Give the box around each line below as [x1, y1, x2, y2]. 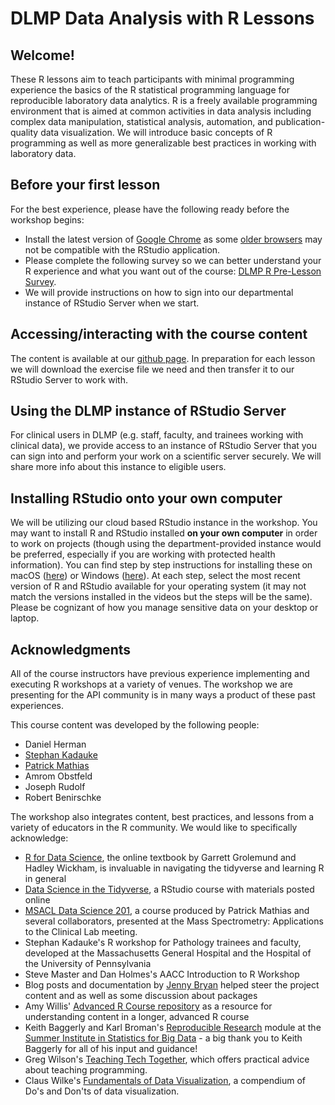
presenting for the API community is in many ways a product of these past [10, 689, 316, 701]
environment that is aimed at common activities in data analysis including [10, 105, 312, 117]
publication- [274, 116, 326, 127]
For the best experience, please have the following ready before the [10, 203, 290, 215]
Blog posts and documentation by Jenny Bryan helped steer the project [24, 979, 320, 991]
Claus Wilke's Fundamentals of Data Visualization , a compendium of [24, 1075, 306, 1087]
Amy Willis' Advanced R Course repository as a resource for [24, 1000, 273, 1012]
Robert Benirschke [24, 792, 102, 804]
